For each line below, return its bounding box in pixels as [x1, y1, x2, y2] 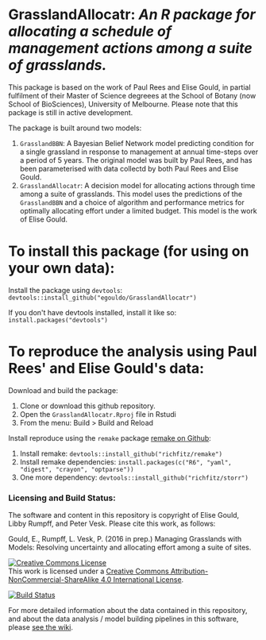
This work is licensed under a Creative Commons [8, 566, 169, 576]
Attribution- [170, 566, 209, 576]
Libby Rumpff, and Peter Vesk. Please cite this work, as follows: [8, 519, 216, 529]
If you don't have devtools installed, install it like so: [8, 307, 177, 317]
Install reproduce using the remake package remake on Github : [8, 433, 212, 442]
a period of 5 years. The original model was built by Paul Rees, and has [19, 155, 253, 164]
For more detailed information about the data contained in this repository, [8, 606, 248, 615]
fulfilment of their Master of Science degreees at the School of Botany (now [8, 91, 256, 100]
